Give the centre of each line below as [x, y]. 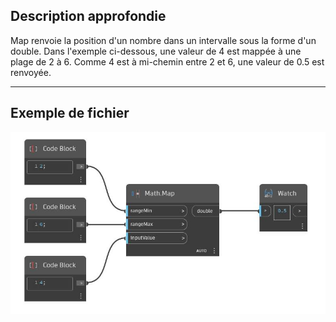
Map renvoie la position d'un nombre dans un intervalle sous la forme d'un [163, 40]
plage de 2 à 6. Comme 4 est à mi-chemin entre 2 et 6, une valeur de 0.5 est [167, 61]
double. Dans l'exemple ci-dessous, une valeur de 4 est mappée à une [156, 51]
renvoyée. [31, 72]
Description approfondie [88, 16]
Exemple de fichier [70, 113]
